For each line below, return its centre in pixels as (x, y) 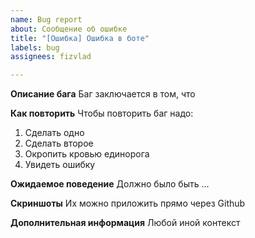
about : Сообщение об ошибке (69, 29)
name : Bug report (46, 19)
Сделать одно (54, 133)
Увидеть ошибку (60, 165)
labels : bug (35, 47)
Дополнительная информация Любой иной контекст (125, 223)
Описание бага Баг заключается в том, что (103, 94)
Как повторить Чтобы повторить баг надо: (102, 113)
